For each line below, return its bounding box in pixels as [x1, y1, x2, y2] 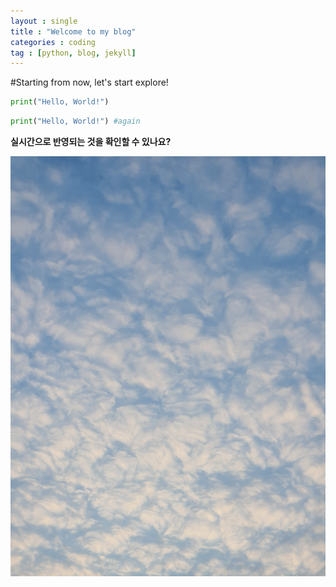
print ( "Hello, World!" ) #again [10, 116, 141, 127]
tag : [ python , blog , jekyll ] [10, 48, 137, 58]
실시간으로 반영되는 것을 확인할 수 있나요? [10, 136, 172, 147]
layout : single [10, 16, 78, 26]
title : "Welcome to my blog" [10, 26, 137, 37]
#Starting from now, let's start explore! [10, 76, 169, 89]
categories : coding [10, 37, 97, 47]
